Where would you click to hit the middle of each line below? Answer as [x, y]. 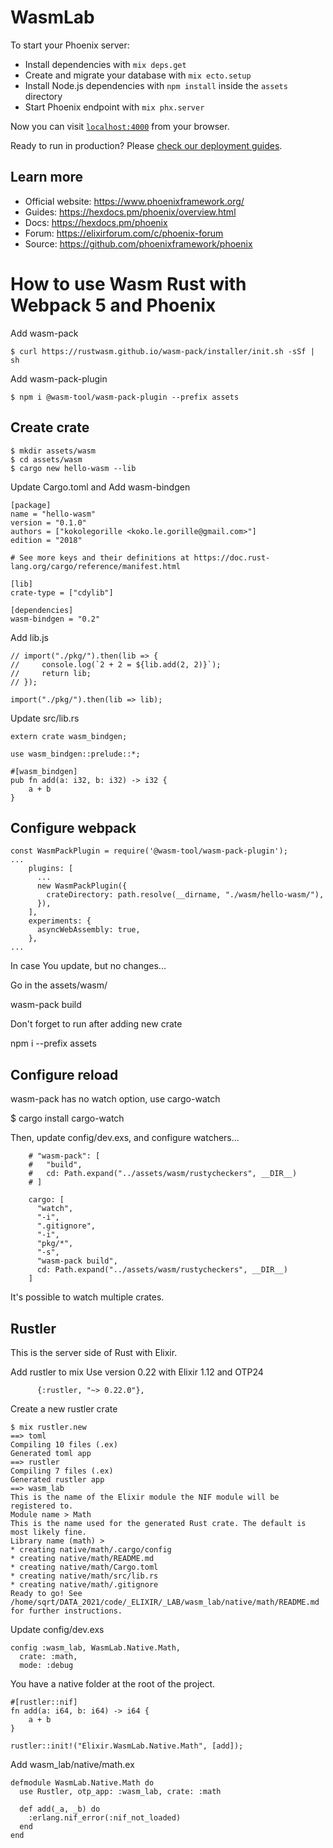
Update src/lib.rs [45, 718]
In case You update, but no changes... [88, 966]
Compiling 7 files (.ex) [62, 1471]
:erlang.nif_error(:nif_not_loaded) [105, 1817]
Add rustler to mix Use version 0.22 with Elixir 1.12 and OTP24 [137, 1372]
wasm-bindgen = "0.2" [55, 619]
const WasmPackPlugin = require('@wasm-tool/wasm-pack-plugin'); [149, 851]
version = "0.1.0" [48, 522]
